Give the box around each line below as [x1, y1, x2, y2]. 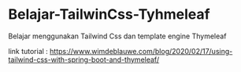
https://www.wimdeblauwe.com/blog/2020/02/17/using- [50, 46, 233, 56]
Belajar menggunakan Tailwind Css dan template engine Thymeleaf [8, 31, 227, 41]
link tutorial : [8, 46, 49, 56]
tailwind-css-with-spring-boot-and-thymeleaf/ [8, 55, 160, 64]
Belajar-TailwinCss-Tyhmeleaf [8, 5, 210, 23]
